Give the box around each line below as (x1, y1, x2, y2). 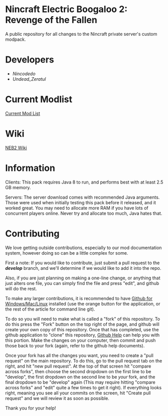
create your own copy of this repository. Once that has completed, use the (5, 326, 159, 332)
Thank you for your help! (5, 405, 56, 411)
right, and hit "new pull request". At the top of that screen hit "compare (5, 363, 151, 369)
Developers (5, 54, 54, 66)
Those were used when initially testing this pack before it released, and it (5, 199, 156, 205)
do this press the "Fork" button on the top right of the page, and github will (5, 321, 159, 327)
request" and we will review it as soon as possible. (5, 395, 109, 401)
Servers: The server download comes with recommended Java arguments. (5, 194, 160, 200)
